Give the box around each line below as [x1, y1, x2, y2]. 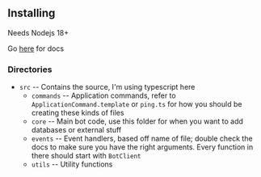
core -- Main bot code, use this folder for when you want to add [31, 116, 244, 126]
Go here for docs [7, 44, 65, 53]
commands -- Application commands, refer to [31, 91, 176, 100]
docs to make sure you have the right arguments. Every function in [31, 142, 254, 152]
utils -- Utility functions [31, 159, 113, 169]
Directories [7, 64, 53, 75]
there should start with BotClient [31, 151, 141, 161]
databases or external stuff [31, 125, 122, 135]
